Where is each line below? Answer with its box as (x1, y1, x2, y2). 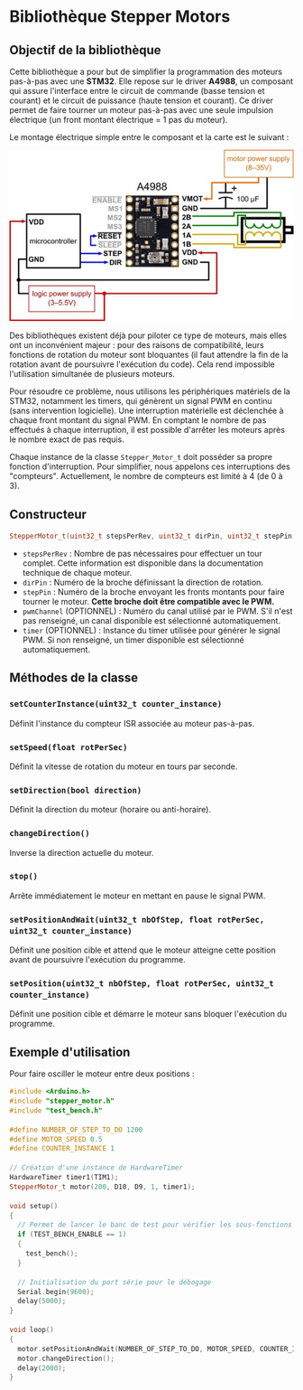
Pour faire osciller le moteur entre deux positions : (9, 1068, 196, 1079)
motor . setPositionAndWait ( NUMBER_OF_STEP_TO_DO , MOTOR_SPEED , (17, 1344, 256, 1353)
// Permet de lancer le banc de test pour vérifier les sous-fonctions (17, 1220, 293, 1230)
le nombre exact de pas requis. (9, 434, 124, 445)
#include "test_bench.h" (9, 1105, 103, 1115)
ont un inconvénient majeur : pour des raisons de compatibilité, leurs (9, 340, 264, 351)
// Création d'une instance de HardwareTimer (9, 1163, 183, 1172)
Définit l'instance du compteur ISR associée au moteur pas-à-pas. (9, 718, 255, 728)
